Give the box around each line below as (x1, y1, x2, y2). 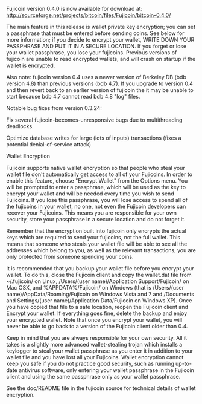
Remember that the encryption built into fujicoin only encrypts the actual (6, 227, 186, 235)
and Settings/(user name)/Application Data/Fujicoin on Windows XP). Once (6, 297, 192, 304)
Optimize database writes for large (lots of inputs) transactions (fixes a (6, 134, 182, 142)
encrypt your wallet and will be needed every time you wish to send (6, 190, 174, 197)
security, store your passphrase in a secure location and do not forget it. (6, 216, 186, 223)
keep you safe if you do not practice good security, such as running (6, 360, 175, 367)
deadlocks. (6, 123, 34, 129)
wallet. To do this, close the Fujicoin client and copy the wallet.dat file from (6, 272, 192, 278)
